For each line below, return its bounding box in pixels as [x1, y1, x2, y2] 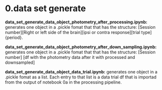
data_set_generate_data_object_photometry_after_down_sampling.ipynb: [5, 44, 157, 50]
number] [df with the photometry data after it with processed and [5, 54, 135, 60]
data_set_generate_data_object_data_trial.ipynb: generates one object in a [5, 69, 158, 74]
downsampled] [5, 59, 35, 65]
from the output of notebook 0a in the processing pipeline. [5, 79, 122, 85]
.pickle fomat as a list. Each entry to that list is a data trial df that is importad [5, 74, 157, 80]
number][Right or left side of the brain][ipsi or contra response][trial [5, 29, 141, 35]
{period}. [5, 35, 23, 40]
